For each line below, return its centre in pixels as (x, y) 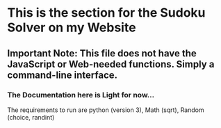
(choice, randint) (31, 117)
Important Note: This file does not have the (102, 53)
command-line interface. (63, 75)
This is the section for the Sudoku (106, 13)
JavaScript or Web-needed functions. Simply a (111, 64)
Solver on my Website (72, 27)
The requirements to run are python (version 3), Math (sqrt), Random (106, 110)
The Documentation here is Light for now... (81, 95)
